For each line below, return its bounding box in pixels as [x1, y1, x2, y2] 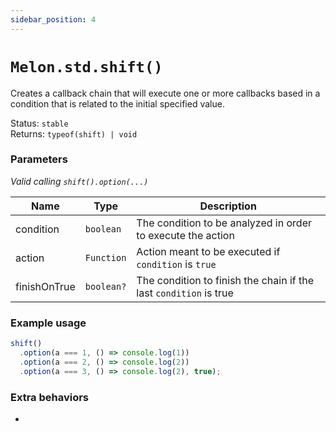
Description [199, 199, 257, 213]
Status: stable [10, 117, 69, 129]
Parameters [10, 152, 68, 166]
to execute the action [136, 228, 235, 242]
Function [84, 252, 127, 263]
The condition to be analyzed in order [136, 216, 312, 230]
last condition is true [136, 286, 234, 300]
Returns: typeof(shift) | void [10, 127, 138, 140]
